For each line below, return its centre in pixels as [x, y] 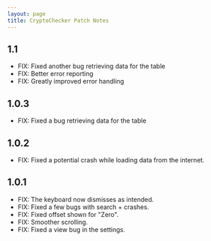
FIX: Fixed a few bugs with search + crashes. [83, 207]
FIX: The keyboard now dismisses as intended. [86, 199]
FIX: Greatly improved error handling [71, 82]
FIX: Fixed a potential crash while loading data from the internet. [111, 159]
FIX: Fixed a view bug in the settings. [71, 229]
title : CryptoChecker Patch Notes [58, 21]
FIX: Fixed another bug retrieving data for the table [91, 66]
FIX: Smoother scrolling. [53, 222]
